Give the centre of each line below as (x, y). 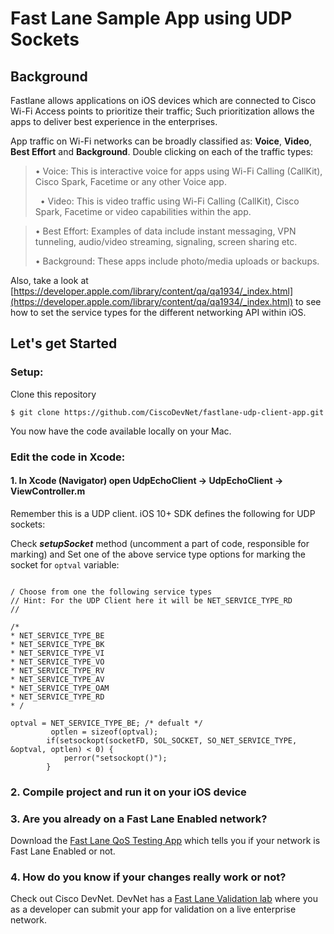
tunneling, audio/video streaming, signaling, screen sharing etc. (166, 241)
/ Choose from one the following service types (111, 592)
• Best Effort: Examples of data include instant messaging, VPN (165, 231)
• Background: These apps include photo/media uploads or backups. (177, 261)
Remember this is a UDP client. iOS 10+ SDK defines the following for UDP (163, 513)
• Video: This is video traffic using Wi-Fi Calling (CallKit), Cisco (169, 201)
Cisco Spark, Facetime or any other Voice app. (130, 181)
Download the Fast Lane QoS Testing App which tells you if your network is (165, 841)
